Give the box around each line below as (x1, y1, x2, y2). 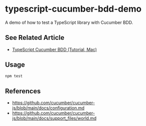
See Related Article (5, 34, 65, 42)
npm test (5, 73, 23, 78)
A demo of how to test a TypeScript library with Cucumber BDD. (5, 19, 133, 25)
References (5, 87, 41, 95)
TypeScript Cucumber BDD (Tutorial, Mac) (12, 46, 97, 52)
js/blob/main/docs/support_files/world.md (12, 115, 96, 121)
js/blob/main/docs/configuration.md (12, 105, 85, 111)
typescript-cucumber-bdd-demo (5, 3, 142, 15)
